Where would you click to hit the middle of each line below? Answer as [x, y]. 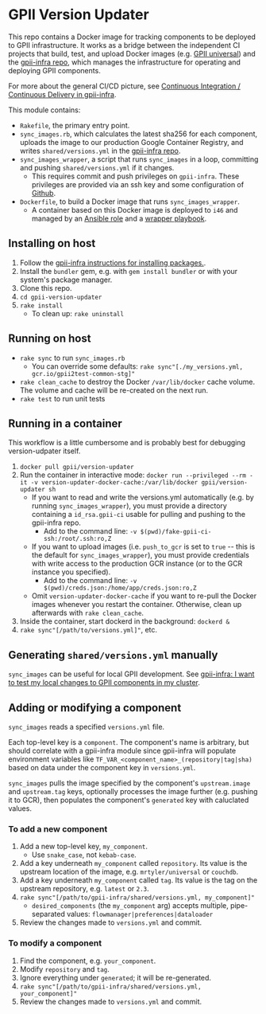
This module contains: [44, 110]
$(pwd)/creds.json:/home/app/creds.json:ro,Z [120, 588]
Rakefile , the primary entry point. [75, 125]
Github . [44, 193]
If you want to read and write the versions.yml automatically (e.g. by [143, 497]
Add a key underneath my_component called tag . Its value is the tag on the [139, 880]
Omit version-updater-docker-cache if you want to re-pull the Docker [144, 596]
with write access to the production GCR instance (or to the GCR [137, 564]
